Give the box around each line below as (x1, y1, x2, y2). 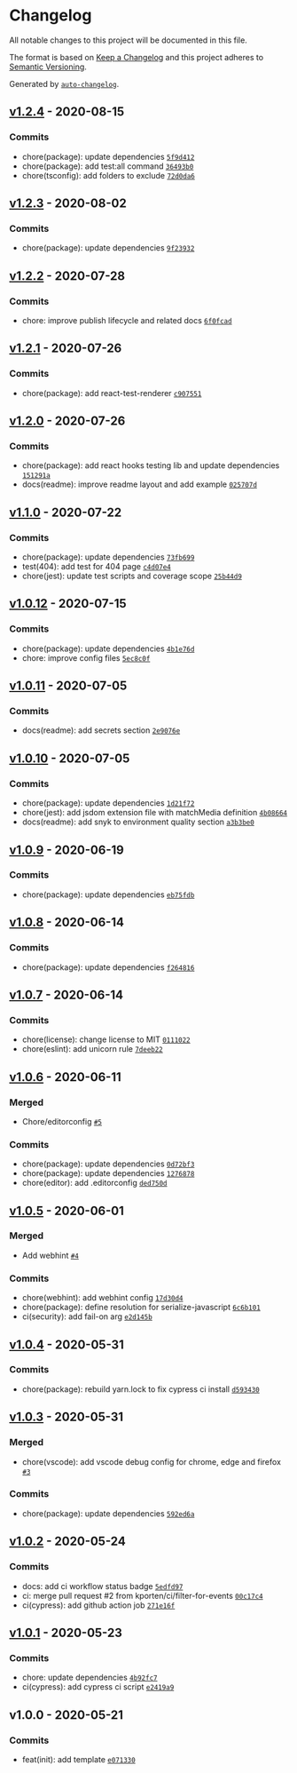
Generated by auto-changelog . (9, 78, 120, 89)
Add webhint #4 (21, 1250, 80, 1260)
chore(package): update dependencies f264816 (21, 961, 195, 973)
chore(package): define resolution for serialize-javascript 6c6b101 (21, 1302, 262, 1313)
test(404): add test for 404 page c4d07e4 (21, 561, 171, 572)
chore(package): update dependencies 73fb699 (21, 552, 195, 562)
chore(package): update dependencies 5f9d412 (21, 151, 195, 162)
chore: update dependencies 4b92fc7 (21, 1672, 158, 1683)
